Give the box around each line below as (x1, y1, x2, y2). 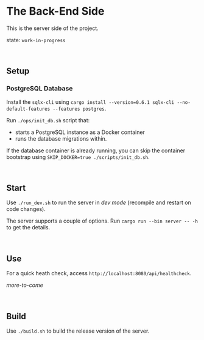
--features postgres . (52, 105, 107, 112)
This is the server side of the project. (6, 24, 99, 32)
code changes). (6, 205, 46, 213)
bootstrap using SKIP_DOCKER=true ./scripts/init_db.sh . (6, 153, 150, 160)
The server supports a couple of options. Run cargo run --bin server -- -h (6, 217, 198, 224)
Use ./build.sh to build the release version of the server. (6, 327, 150, 334)
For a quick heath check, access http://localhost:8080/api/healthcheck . (6, 270, 192, 277)
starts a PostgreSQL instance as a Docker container (15, 128, 145, 136)
